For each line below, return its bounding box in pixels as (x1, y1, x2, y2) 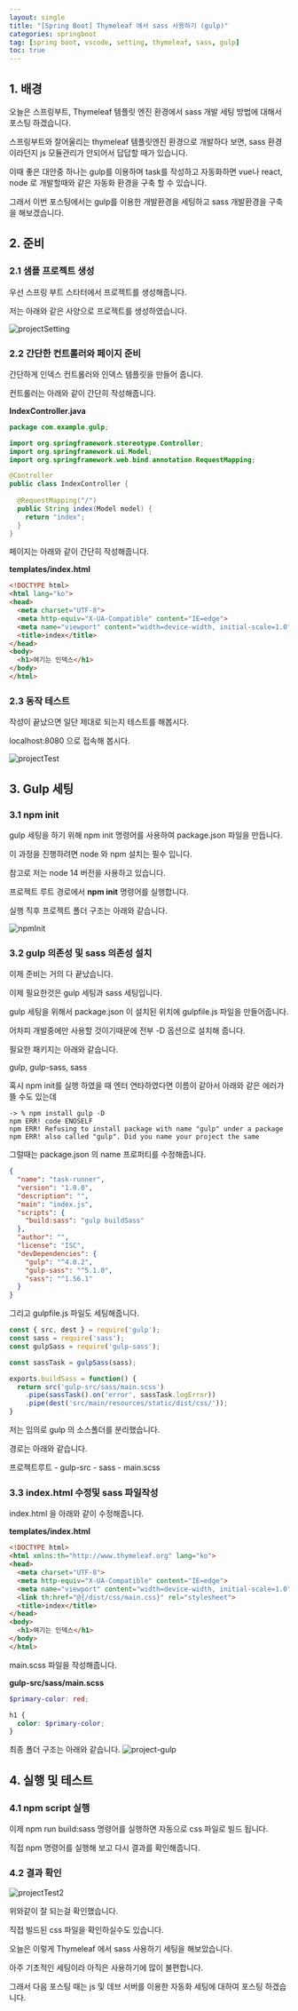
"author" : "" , (17, 1233, 69, 1242)
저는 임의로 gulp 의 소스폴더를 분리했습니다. (9, 1425, 161, 1435)
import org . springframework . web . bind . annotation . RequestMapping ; (9, 455, 255, 465)
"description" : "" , (17, 1191, 90, 1200)
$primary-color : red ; (9, 1694, 90, 1704)
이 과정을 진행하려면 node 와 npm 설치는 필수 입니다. (9, 848, 192, 859)
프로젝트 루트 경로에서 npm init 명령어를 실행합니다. (9, 886, 189, 897)
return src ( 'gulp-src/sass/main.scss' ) (17, 1382, 165, 1391)
